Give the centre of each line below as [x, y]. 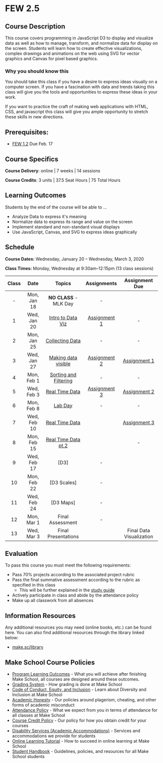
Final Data [139, 530]
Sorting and [63, 374]
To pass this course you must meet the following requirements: [68, 565]
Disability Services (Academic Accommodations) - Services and [76, 731]
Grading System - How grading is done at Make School [67, 684]
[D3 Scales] [63, 482]
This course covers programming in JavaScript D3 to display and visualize [79, 38]
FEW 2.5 [22, 8]
